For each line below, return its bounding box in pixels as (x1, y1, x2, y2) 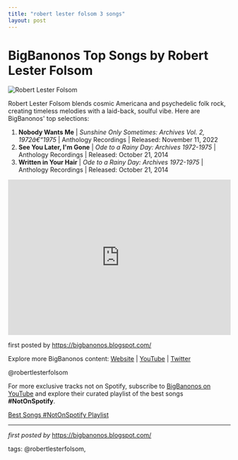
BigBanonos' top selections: (8, 114, 90, 123)
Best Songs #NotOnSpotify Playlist (8, 411, 109, 419)
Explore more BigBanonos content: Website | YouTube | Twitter (8, 355, 191, 363)
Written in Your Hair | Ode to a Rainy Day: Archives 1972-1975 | (18, 158, 203, 167)
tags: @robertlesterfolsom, (8, 444, 86, 453)
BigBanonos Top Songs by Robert (8, 47, 209, 64)
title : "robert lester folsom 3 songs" (8, 10, 126, 18)
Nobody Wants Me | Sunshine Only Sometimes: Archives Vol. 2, (18, 128, 205, 136)
